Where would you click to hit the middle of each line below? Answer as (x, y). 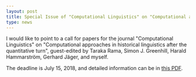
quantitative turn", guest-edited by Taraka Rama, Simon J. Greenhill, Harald (96, 51)
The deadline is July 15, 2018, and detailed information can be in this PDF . (94, 68)
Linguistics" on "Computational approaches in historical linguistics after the (97, 45)
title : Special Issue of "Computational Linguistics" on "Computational (96, 17)
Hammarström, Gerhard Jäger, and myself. (57, 57)
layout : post (22, 11)
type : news (19, 22)
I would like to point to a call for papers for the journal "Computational (90, 39)
